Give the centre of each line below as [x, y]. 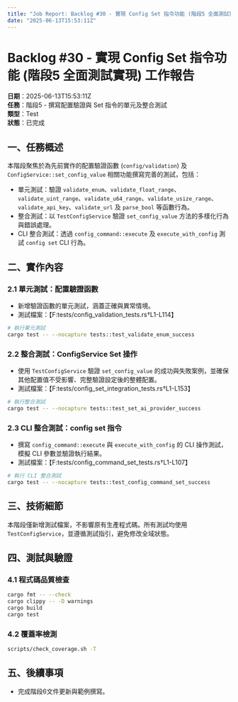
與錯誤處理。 [36, 225]
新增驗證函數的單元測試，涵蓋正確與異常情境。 [86, 306]
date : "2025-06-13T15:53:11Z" [52, 21]
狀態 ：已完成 [26, 123]
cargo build [25, 608]
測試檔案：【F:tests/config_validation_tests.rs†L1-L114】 [97, 314]
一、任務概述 [35, 147]
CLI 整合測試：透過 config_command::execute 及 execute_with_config [118, 234]
